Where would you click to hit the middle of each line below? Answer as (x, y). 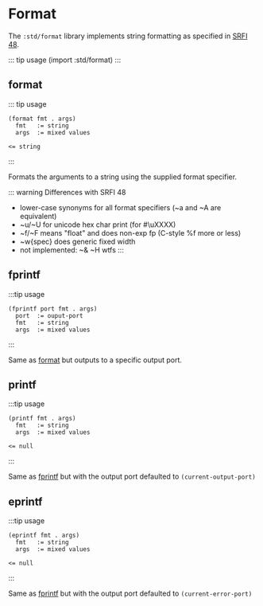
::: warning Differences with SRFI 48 (67, 192)
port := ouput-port (49, 315)
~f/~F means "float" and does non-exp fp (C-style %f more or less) (130, 233)
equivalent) (38, 216)
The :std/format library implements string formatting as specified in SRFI (128, 36)
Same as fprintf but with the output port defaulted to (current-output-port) (132, 477)
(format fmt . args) (43, 119)
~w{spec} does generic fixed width (77, 241)
